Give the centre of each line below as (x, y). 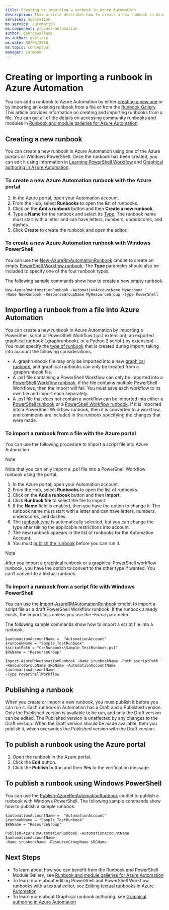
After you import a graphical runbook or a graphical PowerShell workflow (81, 563)
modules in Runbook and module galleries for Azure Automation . (72, 123)
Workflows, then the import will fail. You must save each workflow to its (87, 388)
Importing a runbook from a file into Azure (72, 310)
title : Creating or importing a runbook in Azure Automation (71, 10)
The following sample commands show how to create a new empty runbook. (84, 281)
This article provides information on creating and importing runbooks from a (84, 113)
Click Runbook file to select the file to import (59, 500)
